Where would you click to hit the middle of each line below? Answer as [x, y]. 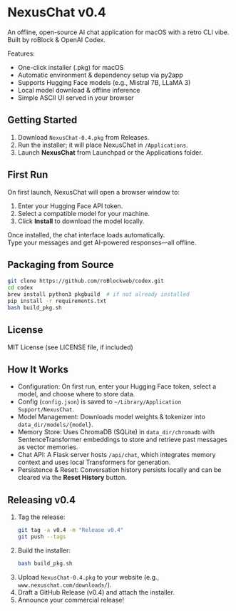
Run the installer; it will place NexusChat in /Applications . [103, 145]
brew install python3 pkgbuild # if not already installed [99, 294]
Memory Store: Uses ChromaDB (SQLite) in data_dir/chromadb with [116, 432]
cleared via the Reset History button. [72, 478]
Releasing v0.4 [42, 500]
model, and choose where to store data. [76, 394]
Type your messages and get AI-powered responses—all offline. [102, 242]
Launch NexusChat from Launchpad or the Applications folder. [110, 152]
